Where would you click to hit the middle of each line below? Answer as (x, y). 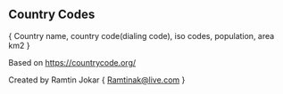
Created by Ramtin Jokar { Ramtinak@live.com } (97, 80)
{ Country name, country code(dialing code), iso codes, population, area (141, 35)
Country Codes (52, 15)
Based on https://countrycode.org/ (72, 62)
